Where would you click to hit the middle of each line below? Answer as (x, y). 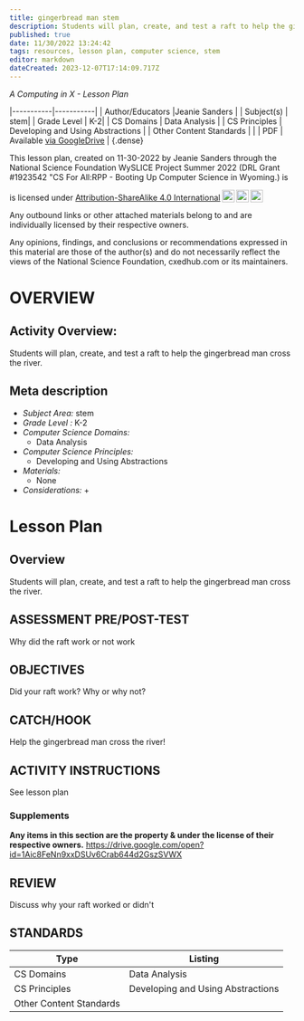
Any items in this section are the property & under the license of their (142, 835)
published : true (40, 34)
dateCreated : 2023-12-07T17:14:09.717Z (85, 69)
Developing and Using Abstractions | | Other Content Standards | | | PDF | (146, 130)
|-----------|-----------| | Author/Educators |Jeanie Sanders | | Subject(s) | (149, 111)
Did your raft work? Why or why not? (78, 692)
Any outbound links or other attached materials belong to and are (131, 215)
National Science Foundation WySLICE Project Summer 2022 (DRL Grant (145, 167)
